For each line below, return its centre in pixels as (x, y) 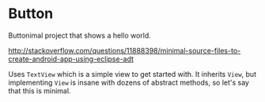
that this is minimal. (40, 90)
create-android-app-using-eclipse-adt (71, 59)
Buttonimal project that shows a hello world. (80, 35)
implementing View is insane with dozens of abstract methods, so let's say (129, 82)
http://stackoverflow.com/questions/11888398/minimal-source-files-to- (125, 50)
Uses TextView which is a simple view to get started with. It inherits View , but (132, 74)
